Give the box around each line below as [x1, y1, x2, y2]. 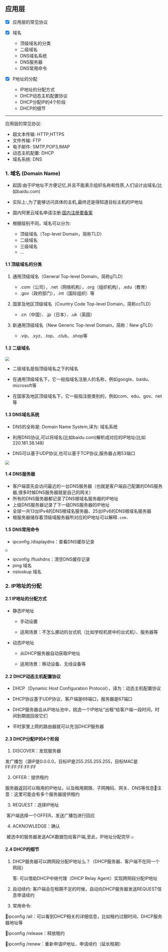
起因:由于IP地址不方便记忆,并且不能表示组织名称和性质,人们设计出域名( [12, 182, 158, 188]
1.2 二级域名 [5, 345, 30, 351]
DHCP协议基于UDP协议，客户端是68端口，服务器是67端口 [12, 696, 132, 702]
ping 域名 [12, 562, 32, 568]
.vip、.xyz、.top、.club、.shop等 [19, 332, 88, 338]
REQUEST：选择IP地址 [12, 802, 59, 808]
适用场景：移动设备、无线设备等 [19, 661, 86, 667]
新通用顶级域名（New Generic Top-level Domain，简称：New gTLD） [12, 322, 156, 328]
